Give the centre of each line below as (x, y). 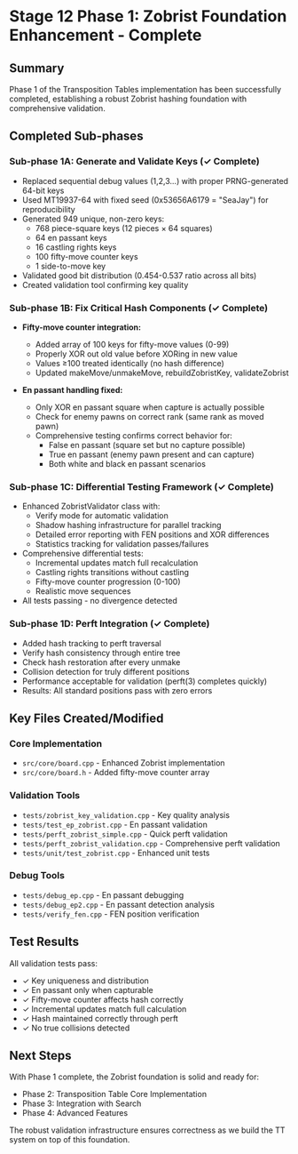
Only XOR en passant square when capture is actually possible (150, 407)
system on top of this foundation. (70, 1140)
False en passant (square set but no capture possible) (147, 445)
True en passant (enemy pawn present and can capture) (151, 454)
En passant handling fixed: (72, 389)
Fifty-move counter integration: (82, 327)
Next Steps (40, 1056)
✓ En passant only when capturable (87, 990)
